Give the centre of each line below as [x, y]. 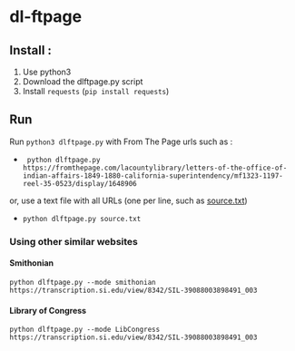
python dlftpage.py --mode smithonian [83, 282]
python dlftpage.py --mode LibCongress [85, 330]
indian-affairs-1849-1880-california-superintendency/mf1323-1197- [152, 175]
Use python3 [47, 72]
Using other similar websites [74, 241]
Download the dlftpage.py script [83, 82]
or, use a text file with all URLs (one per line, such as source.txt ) [128, 200]
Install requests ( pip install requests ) [96, 91]
